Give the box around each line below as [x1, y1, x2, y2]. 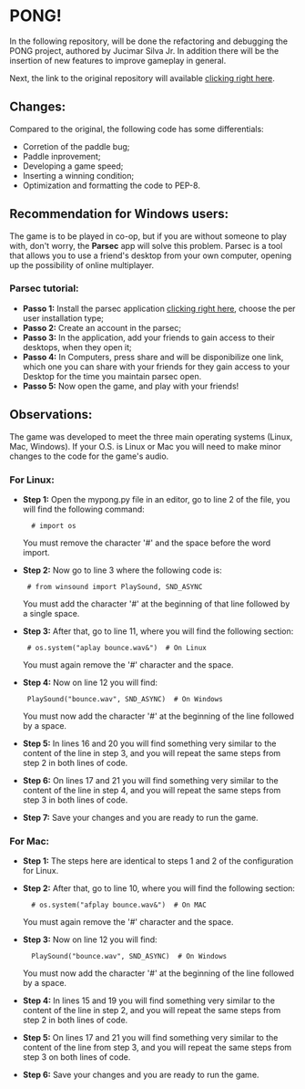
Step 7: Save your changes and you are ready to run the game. [22, 812, 259, 823]
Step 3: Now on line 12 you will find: [22, 934, 158, 945]
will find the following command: [22, 503, 146, 514]
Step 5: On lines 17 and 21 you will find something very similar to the [22, 1032, 279, 1043]
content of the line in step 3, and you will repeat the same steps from [22, 747, 281, 758]
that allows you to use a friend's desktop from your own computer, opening [9, 250, 292, 261]
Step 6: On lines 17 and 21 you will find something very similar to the [22, 774, 280, 785]
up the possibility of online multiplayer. [9, 259, 155, 270]
